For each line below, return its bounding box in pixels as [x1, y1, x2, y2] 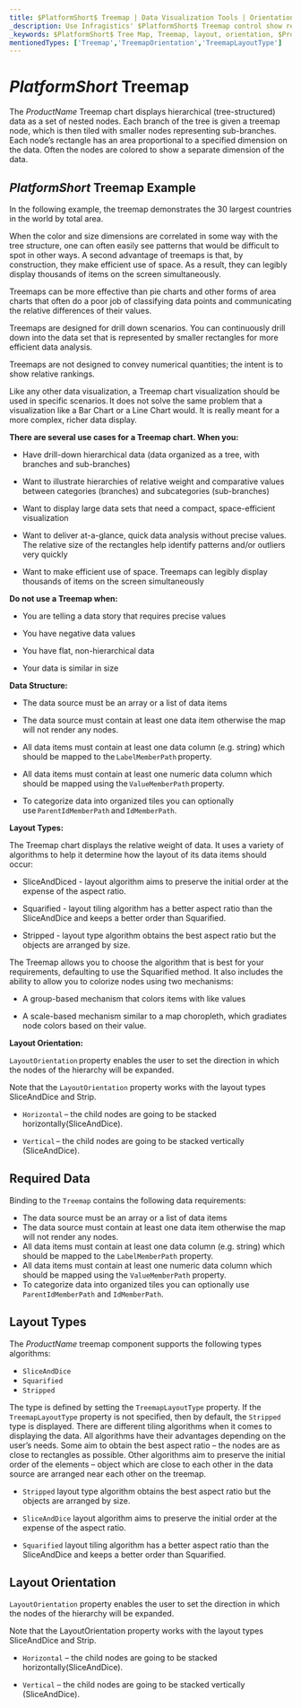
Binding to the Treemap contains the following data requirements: [9, 1194, 246, 1206]
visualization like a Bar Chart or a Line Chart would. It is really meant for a [9, 405, 280, 415]
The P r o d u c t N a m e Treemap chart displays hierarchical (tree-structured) [9, 107, 276, 117]
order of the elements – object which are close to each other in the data [9, 1459, 273, 1470]
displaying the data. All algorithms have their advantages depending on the [9, 1430, 287, 1441]
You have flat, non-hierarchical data [21, 646, 155, 655]
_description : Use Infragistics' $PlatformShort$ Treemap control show [9, 22, 282, 30]
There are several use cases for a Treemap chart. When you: [9, 432, 239, 442]
